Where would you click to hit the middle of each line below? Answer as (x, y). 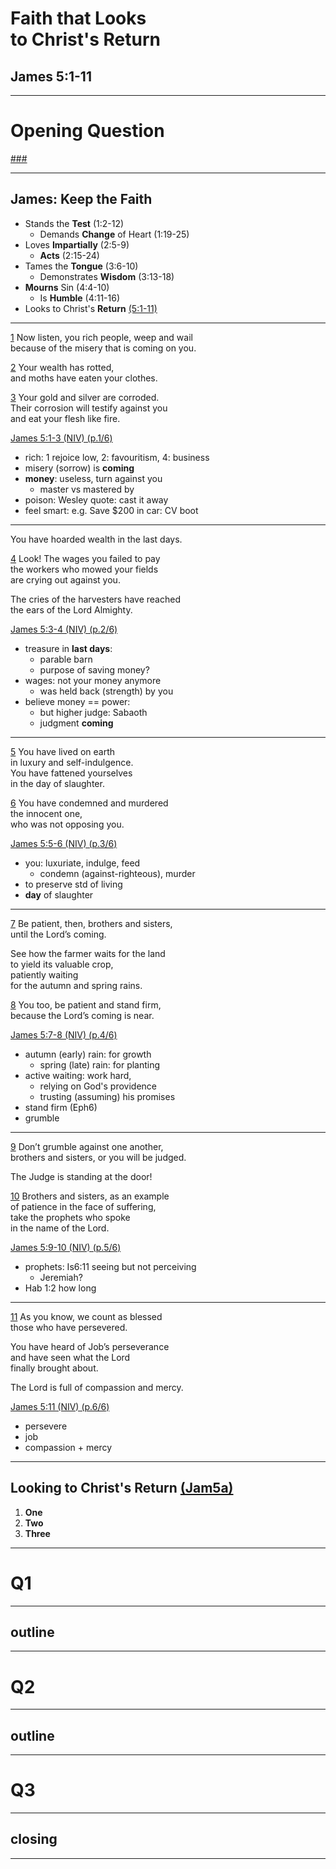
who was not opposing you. (67, 824)
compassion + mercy (68, 1447)
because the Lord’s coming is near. (82, 1015)
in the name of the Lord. (60, 1228)
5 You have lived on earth (63, 751)
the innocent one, (46, 813)
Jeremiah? (61, 1277)
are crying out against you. (65, 579)
